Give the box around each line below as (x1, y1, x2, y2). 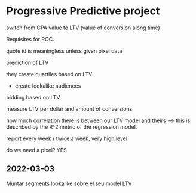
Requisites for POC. (6, 35, 55, 43)
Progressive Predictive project (6, 4, 160, 18)
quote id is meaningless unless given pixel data (6, 47, 122, 55)
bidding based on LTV (6, 94, 60, 101)
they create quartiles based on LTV (6, 70, 93, 77)
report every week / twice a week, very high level (6, 135, 127, 142)
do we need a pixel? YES (6, 146, 67, 153)
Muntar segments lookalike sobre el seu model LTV (6, 180, 133, 187)
